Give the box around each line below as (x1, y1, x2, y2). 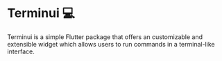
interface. (7, 47, 35, 56)
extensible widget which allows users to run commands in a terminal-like (7, 40, 215, 48)
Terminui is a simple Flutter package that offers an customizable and (7, 32, 203, 41)
